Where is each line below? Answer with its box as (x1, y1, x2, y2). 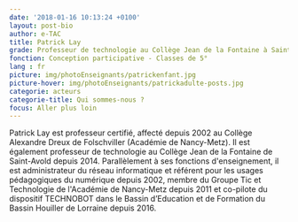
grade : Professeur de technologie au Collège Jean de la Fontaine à (9, 46, 268, 55)
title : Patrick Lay (9, 37, 82, 47)
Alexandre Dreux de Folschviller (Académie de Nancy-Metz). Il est (9, 137, 251, 148)
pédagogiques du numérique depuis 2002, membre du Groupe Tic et (9, 174, 262, 186)
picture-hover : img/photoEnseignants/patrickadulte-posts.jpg (9, 79, 244, 88)
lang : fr (9, 63, 46, 72)
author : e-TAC (9, 29, 62, 38)
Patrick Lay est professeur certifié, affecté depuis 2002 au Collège (9, 127, 253, 138)
